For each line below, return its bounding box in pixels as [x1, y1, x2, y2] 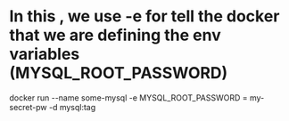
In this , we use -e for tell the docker [9, 6, 280, 27]
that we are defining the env [9, 25, 221, 45]
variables [9, 44, 80, 64]
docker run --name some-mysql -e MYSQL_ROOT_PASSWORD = [9, 92, 248, 103]
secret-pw [9, 101, 47, 112]
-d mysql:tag [48, 101, 96, 112]
